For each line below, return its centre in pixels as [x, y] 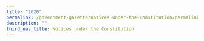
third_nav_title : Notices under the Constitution [70, 29]
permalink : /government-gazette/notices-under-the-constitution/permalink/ [104, 17]
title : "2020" [24, 12]
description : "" [27, 23]
